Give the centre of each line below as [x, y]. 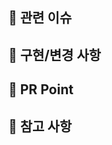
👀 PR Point [41, 89]
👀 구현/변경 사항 [54, 54]
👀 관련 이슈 [40, 18]
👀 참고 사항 [40, 126]
